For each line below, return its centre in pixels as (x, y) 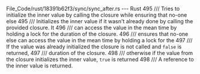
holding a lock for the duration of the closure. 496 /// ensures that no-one (97, 34)
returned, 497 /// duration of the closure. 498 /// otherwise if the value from (100, 53)
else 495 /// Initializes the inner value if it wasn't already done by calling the (100, 21)
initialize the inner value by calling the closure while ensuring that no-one (97, 15)
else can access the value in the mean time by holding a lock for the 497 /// (99, 40)
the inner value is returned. (40, 66)
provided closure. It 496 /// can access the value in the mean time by (92, 27)
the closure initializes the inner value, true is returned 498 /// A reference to (100, 59)
